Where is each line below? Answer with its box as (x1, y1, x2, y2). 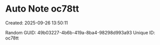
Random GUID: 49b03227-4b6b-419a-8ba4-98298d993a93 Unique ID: (5, 29, 155, 35)
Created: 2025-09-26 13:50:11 (5, 20, 68, 26)
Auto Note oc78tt (5, 3, 79, 15)
